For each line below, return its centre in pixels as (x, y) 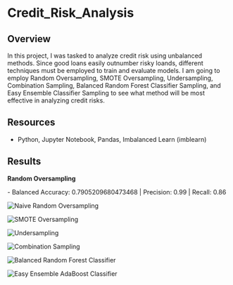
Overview (29, 39)
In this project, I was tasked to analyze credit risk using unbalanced (105, 55)
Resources (31, 122)
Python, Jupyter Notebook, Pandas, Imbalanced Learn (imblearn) (112, 139)
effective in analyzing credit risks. (56, 100)
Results (24, 162)
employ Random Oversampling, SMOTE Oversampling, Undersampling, (110, 78)
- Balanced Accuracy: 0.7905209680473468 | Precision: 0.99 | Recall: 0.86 (117, 192)
